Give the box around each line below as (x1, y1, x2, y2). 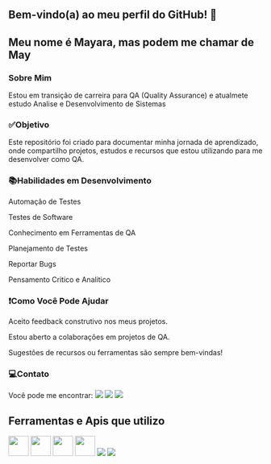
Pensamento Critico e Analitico (8, 275, 111, 284)
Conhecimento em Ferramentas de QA (8, 227, 136, 238)
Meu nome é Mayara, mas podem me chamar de (8, 35, 255, 49)
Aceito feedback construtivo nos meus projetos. (8, 316, 168, 326)
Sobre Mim (8, 72, 52, 83)
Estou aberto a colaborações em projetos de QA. (8, 332, 170, 342)
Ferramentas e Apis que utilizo (8, 414, 165, 428)
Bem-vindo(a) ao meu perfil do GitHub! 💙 (8, 8, 218, 22)
